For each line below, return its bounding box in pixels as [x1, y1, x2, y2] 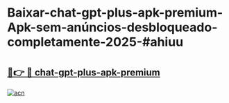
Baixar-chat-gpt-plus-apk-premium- [7, 5, 223, 21]
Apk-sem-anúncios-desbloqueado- [7, 19, 218, 35]
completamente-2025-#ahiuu [7, 35, 184, 50]
